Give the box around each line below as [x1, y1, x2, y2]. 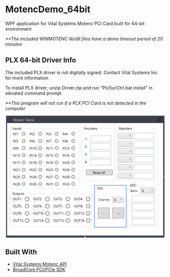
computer [5, 105, 26, 112]
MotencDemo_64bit [5, 4, 91, 15]
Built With [5, 247, 37, 256]
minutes [5, 41, 22, 47]
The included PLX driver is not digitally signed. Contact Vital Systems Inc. [5, 69, 159, 75]
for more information [5, 75, 49, 81]
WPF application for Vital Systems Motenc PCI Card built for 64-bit [5, 20, 145, 26]
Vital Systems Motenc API [12, 261, 67, 267]
